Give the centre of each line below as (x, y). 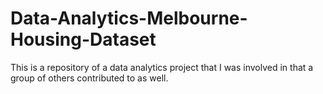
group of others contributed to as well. (89, 78)
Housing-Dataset (83, 39)
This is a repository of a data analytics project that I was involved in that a (162, 67)
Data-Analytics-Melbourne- (129, 18)
